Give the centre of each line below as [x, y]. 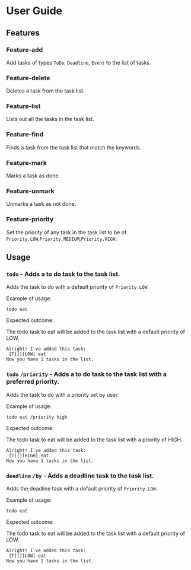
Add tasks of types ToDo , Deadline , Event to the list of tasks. [79, 62]
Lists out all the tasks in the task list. [50, 119]
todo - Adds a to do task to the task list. [63, 274]
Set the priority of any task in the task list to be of [66, 232]
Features [23, 33]
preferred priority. [33, 382]
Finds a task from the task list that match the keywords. [74, 147]
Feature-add [25, 50]
